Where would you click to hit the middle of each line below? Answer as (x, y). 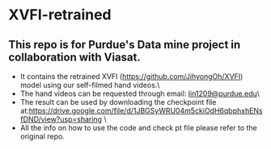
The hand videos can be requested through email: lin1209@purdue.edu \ (140, 93)
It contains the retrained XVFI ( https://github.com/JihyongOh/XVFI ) (131, 77)
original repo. (42, 136)
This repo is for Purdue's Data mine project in (125, 45)
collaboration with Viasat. (75, 57)
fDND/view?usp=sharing (61, 119)
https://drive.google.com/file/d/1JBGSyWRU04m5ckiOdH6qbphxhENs (146, 111)
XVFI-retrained (60, 15)
